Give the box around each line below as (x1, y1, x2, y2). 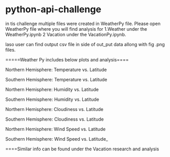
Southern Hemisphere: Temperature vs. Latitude (5, 76, 107, 82)
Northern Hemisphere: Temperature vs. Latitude (5, 66, 107, 73)
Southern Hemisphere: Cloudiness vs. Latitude (5, 116, 104, 122)
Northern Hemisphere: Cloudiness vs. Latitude (5, 106, 104, 112)
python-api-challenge (5, 4, 102, 15)
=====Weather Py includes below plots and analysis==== (5, 56, 129, 62)
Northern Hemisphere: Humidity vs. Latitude (5, 86, 99, 93)
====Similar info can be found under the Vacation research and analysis (5, 146, 159, 152)
